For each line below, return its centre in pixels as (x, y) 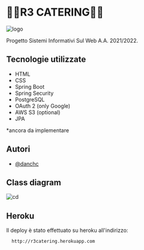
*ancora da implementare (38, 130)
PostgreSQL (30, 99)
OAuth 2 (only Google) (43, 106)
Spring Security (34, 93)
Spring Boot (30, 87)
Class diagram (34, 182)
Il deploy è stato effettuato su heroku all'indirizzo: (67, 230)
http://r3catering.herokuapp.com (53, 242)
